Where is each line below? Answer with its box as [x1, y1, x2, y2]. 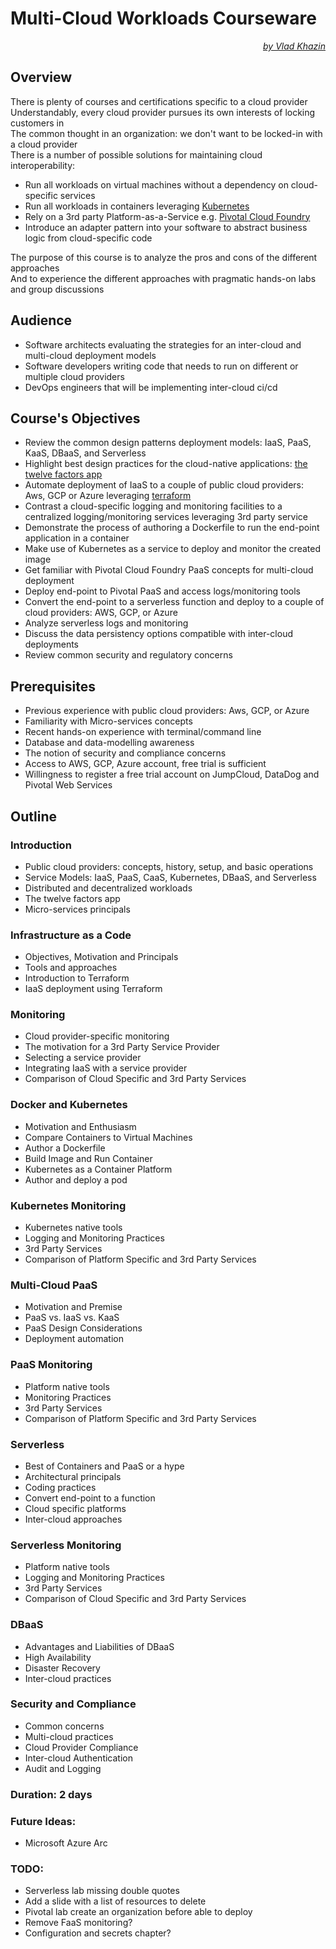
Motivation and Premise [24, 1301, 123, 1313]
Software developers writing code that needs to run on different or [24, 360, 299, 372]
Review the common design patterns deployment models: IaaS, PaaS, [24, 437, 312, 449]
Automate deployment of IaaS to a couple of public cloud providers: [24, 479, 305, 491]
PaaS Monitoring [10, 1358, 93, 1372]
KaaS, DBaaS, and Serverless [24, 447, 147, 459]
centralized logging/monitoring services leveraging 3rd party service [24, 511, 309, 523]
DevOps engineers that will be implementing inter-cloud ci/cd [24, 381, 278, 393]
